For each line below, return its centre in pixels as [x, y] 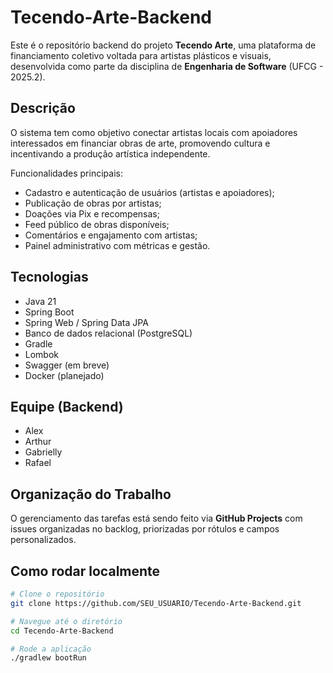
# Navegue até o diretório [66, 621]
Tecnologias [49, 277]
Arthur [38, 442]
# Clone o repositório [57, 594]
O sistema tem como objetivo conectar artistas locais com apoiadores [154, 132]
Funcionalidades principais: [66, 173]
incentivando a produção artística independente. [110, 153]
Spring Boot [49, 312]
